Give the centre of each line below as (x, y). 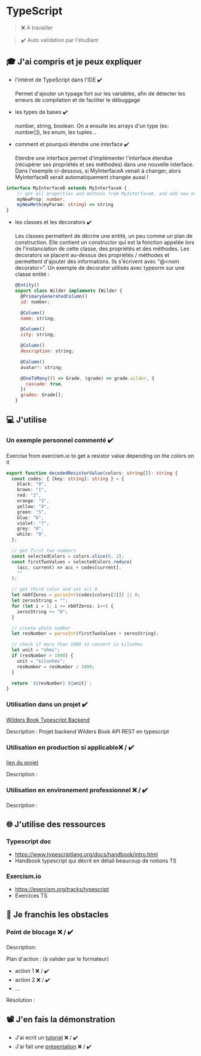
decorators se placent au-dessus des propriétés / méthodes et (92, 255)
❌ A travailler (37, 28)
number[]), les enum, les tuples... (56, 132)
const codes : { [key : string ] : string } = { (68, 479)
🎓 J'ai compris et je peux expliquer (74, 62)
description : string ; (48, 351)
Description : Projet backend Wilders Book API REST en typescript (88, 731)
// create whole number (41, 628)
